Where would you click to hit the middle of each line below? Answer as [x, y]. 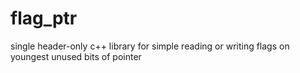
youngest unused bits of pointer [76, 56]
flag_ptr [44, 18]
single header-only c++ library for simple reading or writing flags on [150, 46]
